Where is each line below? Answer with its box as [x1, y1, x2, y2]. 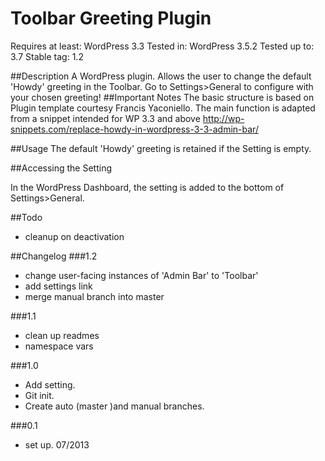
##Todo [10, 211, 43, 223]
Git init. [24, 389, 55, 401]
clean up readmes [24, 329, 100, 341]
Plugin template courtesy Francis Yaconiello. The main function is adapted [10, 102, 316, 114]
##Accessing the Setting [10, 162, 113, 174]
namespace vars [24, 340, 94, 352]
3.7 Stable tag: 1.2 [10, 50, 84, 62]
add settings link [24, 280, 93, 292]
